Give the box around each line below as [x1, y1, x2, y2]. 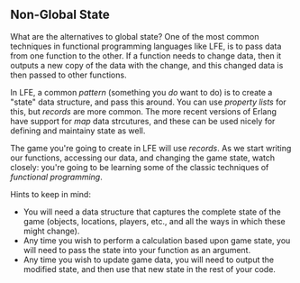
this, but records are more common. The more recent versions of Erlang [10, 105, 277, 116]
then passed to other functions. [10, 69, 127, 80]
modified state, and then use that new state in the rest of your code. [23, 263, 276, 274]
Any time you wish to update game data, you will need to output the [23, 254, 274, 265]
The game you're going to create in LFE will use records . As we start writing [10, 142, 292, 153]
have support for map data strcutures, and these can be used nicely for [10, 115, 276, 126]
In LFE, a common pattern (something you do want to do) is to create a [10, 87, 273, 97]
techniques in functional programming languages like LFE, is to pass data [10, 41, 282, 51]
